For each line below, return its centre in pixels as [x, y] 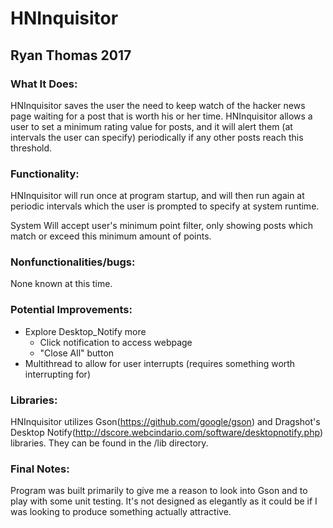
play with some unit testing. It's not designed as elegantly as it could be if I [164, 501]
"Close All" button [77, 353]
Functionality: [45, 174]
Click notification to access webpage [116, 342]
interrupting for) [57, 374]
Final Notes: [40, 469]
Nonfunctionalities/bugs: [73, 262]
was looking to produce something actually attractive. [121, 512]
